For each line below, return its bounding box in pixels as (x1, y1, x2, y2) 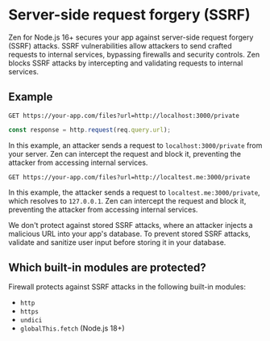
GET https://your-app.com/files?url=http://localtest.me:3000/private (8, 173, 251, 181)
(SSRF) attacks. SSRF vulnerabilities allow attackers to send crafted (8, 40, 232, 50)
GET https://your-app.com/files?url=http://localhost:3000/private (8, 112, 240, 120)
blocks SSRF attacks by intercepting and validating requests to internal (8, 58, 243, 68)
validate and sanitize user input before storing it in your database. (8, 237, 226, 247)
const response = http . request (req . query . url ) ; (8, 125, 172, 134)
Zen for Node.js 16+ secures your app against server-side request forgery (8, 32, 254, 42)
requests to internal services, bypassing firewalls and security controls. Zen (8, 49, 260, 59)
